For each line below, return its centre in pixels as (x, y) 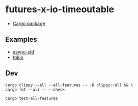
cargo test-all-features (32, 98)
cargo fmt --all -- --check (35, 89)
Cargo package (29, 23)
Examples (21, 39)
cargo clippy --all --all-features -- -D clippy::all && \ (69, 85)
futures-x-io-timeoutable (60, 9)
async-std (23, 51)
